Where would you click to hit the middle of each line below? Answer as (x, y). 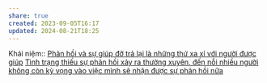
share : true (28, 16)
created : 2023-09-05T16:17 (54, 23)
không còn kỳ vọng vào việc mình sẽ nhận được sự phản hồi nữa (116, 71)
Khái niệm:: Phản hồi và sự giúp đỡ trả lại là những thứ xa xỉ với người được (132, 54)
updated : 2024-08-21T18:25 (54, 31)
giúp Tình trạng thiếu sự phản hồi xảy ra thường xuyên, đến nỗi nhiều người (133, 62)
